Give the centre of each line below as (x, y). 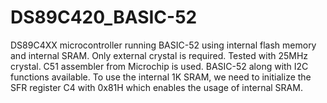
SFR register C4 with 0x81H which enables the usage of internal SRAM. (156, 87)
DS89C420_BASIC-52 (104, 17)
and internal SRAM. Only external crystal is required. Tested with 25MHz (159, 55)
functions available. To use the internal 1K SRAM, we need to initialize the (161, 77)
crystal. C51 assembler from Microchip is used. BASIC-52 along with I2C (159, 66)
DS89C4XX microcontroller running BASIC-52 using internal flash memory (163, 45)
